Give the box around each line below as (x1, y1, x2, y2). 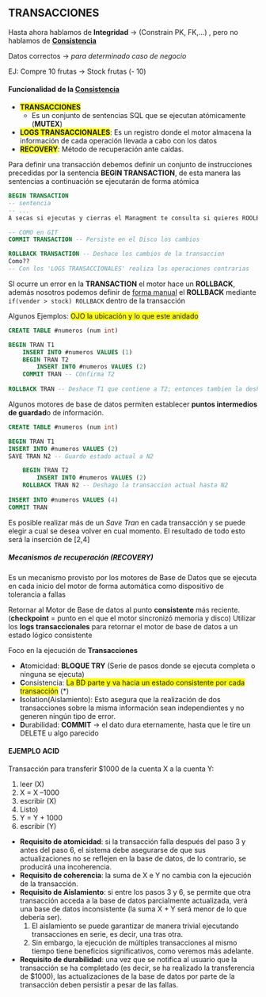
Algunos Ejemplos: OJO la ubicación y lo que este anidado (8, 311, 199, 320)
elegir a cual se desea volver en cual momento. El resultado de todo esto (8, 526, 245, 536)
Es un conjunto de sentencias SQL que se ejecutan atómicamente (31, 111, 246, 120)
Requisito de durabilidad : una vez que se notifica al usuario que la (19, 954, 237, 964)
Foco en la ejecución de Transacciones (8, 645, 139, 655)
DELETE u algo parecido (19, 728, 99, 738)
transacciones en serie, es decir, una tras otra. (31, 929, 184, 938)
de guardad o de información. (8, 407, 104, 417)
